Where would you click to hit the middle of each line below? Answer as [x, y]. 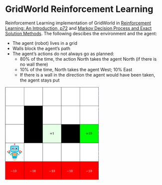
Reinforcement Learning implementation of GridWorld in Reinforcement [78, 23]
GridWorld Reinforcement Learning [79, 9]
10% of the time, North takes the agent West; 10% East [76, 69]
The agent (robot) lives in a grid [45, 43]
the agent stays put [40, 80]
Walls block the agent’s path [41, 48]
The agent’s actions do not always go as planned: [63, 54]
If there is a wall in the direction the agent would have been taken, [87, 75]
